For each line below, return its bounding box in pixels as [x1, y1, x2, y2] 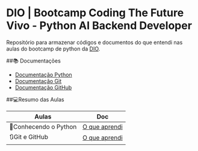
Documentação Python [14, 71, 72, 78]
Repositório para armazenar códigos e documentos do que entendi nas [6, 39, 183, 46]
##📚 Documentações [6, 57, 61, 64]
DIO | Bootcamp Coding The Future [6, 6, 184, 20]
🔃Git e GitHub [9, 132, 48, 141]
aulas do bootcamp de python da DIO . [6, 45, 101, 52]
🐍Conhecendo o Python [9, 122, 77, 131]
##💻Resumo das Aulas [6, 96, 64, 103]
